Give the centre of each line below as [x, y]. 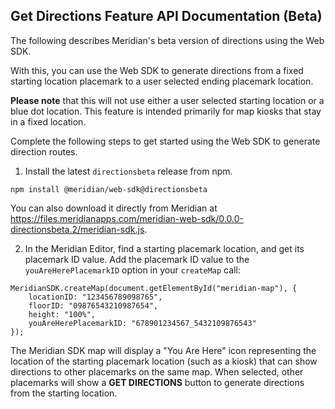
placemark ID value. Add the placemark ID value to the [137, 259]
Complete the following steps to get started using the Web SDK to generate [165, 141]
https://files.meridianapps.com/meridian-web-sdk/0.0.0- [127, 218]
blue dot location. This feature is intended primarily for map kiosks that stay [166, 111]
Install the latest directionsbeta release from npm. [128, 171]
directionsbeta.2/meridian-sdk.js [77, 229]
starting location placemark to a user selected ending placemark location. [162, 81]
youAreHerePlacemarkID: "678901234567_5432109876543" [142, 323]
